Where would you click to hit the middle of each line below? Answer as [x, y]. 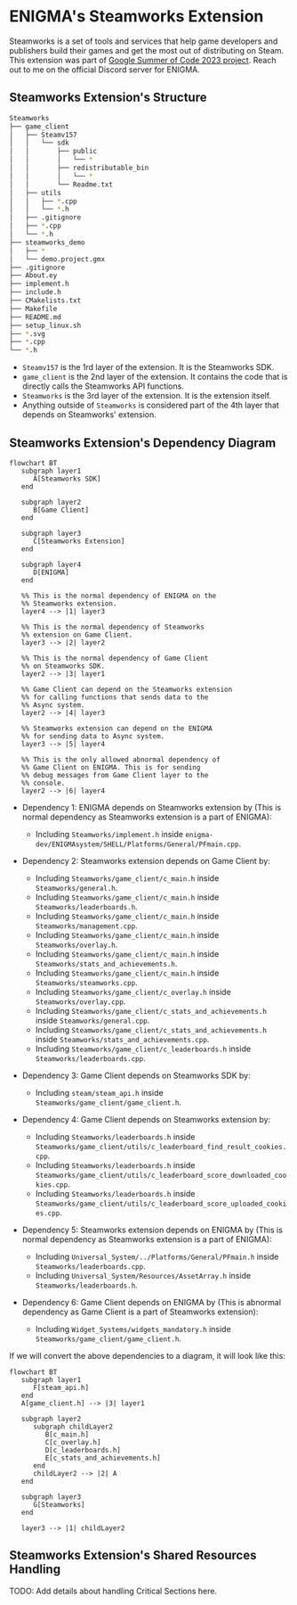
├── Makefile [33, 309]
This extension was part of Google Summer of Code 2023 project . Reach [143, 60]
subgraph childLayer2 [73, 1427]
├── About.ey [33, 276]
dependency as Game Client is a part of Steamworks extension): [140, 1312]
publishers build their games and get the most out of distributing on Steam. [147, 50]
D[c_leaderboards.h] [83, 1450]
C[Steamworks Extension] [79, 541]
